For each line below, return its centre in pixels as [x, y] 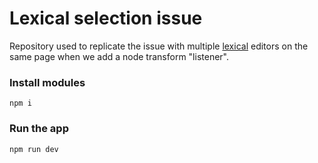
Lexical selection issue [106, 18]
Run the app [39, 129]
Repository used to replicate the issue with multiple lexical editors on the [159, 46]
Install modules [47, 82]
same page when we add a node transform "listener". [119, 56]
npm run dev [34, 149]
